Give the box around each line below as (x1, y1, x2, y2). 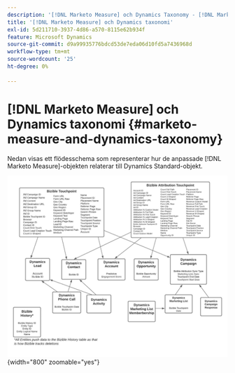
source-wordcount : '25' (7, 56, 77, 63)
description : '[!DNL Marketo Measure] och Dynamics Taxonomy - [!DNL (7, 11, 215, 18)
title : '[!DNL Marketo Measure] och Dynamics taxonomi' (7, 18, 173, 26)
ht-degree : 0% (7, 63, 49, 70)
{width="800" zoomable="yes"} (7, 358, 100, 367)
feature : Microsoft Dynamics (7, 34, 92, 41)
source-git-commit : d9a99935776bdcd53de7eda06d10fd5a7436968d (7, 41, 192, 48)
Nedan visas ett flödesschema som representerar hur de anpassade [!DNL (7, 154, 222, 162)
